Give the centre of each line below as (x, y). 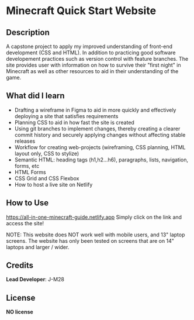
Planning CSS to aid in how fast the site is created (74, 122)
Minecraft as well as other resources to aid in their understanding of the (92, 71)
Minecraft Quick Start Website (81, 11)
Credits (20, 265)
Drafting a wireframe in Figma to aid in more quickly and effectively (95, 110)
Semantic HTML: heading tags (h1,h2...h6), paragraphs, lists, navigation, (101, 160)
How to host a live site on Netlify (53, 184)
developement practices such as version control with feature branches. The (97, 59)
